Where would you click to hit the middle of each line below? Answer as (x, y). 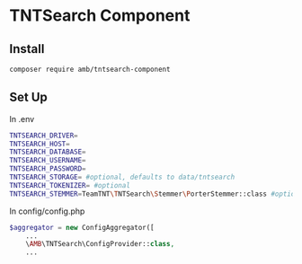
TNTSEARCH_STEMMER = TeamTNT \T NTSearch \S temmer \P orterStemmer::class (138, 194)
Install (27, 49)
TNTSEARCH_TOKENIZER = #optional (70, 185)
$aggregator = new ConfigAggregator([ (82, 227)
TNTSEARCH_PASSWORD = (48, 169)
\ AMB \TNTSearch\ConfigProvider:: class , (100, 244)
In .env (22, 119)
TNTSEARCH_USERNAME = (48, 161)
